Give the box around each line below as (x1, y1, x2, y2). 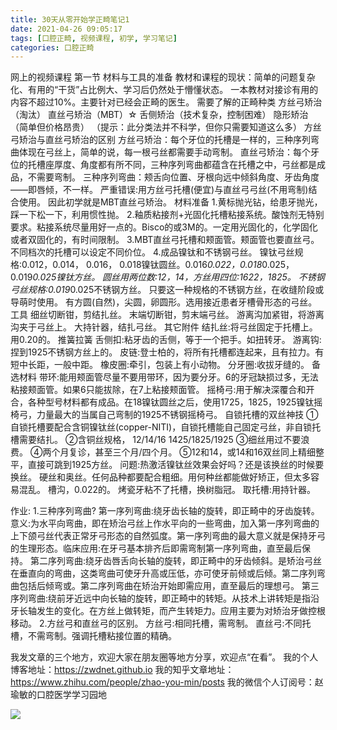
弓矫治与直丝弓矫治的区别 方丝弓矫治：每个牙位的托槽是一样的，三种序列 (10, 134, 311, 146)
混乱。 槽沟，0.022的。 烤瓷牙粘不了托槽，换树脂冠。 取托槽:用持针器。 (18, 484, 316, 496)
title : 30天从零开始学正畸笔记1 (10, 14, 130, 25)
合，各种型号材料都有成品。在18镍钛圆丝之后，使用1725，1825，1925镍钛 (10, 396, 315, 408)
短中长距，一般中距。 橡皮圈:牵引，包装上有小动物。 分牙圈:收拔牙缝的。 (10, 359, 310, 371)
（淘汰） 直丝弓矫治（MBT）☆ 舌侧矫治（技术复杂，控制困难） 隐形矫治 (10, 109, 309, 121)
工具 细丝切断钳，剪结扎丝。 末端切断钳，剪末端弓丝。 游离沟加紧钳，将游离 (10, 309, 325, 321)
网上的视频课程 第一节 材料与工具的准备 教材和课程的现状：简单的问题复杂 (10, 71, 316, 83)
